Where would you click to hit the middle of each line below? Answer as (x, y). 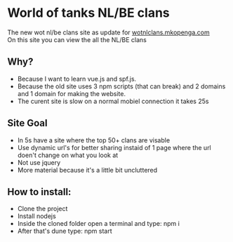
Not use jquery (39, 162)
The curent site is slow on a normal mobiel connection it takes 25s (113, 101)
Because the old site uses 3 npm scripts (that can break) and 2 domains (121, 86)
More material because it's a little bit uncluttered (87, 170)
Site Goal (27, 123)
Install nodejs (36, 216)
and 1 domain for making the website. (72, 93)
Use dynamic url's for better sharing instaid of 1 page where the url (114, 147)
